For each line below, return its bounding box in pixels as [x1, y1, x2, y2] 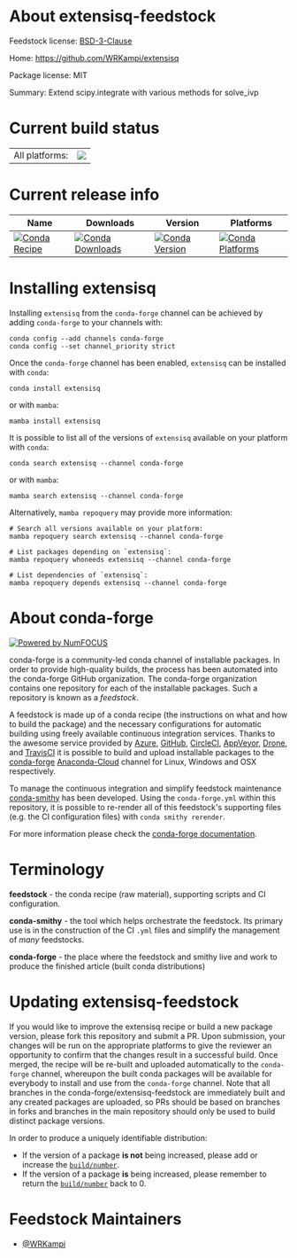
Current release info [9, 184, 160, 205]
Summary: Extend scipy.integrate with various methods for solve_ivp [9, 87, 259, 98]
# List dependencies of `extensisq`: [9, 570, 148, 580]
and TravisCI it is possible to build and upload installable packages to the [9, 746, 275, 757]
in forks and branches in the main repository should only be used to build [9, 1106, 276, 1116]
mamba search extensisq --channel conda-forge [9, 491, 184, 500]
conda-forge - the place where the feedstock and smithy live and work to [9, 951, 278, 962]
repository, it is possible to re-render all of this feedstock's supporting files [9, 801, 281, 812]
